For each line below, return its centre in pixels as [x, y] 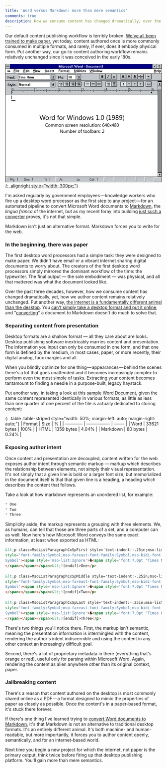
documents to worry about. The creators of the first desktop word [73, 266]
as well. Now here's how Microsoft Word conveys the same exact [72, 535]
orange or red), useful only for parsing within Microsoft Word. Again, [75, 659]
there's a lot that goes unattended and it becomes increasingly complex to [81, 373]
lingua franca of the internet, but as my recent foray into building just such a [83, 211]
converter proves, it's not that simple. [43, 217]
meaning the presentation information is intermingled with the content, [77, 633]
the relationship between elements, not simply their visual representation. [80, 469]
